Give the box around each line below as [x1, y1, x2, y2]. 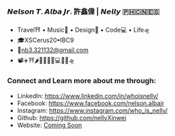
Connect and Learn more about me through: [7, 76, 156, 86]
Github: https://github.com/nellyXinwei [16, 113, 127, 122]
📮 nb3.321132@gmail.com [16, 46, 89, 54]
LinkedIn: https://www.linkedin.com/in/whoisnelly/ [16, 91, 159, 100]
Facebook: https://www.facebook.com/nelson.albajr [16, 99, 165, 107]
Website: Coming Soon [16, 121, 82, 129]
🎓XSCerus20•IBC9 [16, 36, 74, 45]
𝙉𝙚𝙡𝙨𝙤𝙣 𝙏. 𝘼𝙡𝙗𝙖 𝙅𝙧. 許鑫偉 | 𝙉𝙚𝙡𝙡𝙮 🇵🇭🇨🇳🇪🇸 [7, 6, 160, 16]
